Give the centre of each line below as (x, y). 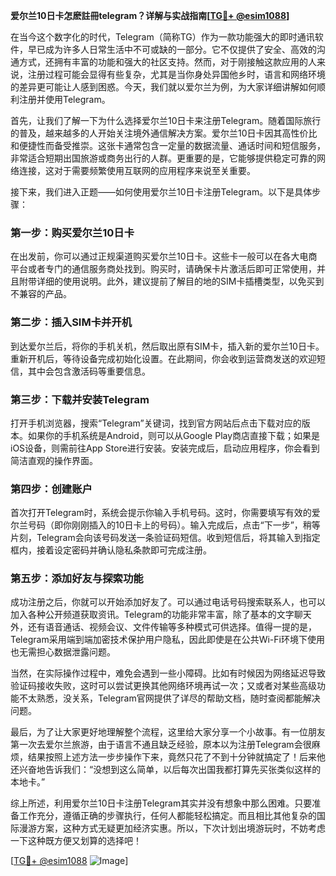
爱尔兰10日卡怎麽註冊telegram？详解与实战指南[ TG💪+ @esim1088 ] (150, 15)
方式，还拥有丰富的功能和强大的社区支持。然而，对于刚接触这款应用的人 (167, 62)
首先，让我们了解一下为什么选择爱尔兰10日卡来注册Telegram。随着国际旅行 (166, 120)
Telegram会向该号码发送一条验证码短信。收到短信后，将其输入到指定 (178, 538)
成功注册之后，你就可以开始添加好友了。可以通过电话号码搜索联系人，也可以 (168, 602)
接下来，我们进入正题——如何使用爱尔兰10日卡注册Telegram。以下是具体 (161, 192)
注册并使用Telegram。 (64, 99)
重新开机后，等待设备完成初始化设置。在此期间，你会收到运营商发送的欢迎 (163, 358)
